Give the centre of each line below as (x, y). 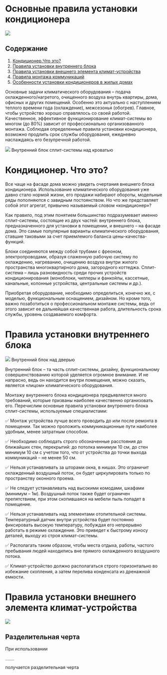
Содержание (27, 49)
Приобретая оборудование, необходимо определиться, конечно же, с (80, 293)
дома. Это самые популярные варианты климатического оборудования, (83, 231)
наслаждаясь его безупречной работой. (48, 139)
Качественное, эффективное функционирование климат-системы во (79, 118)
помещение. (18, 504)
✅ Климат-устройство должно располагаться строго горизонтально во (82, 566)
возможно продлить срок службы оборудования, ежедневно (71, 134)
